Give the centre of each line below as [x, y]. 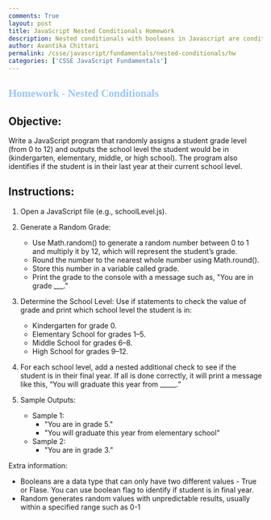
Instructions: [42, 192]
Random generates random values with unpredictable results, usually [135, 498]
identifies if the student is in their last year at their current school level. [125, 167]
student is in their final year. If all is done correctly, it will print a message [141, 375]
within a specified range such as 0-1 [80, 507]
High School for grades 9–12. [80, 351]
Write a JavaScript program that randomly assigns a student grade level [128, 141]
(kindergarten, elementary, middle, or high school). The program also [123, 158]
